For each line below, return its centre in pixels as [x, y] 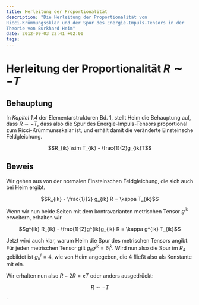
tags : [13, 39]
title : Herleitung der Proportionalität [57, 12]
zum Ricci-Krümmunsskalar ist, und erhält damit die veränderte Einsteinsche [100, 130]
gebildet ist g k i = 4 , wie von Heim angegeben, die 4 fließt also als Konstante [99, 257]
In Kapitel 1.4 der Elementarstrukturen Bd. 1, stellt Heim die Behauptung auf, [99, 117]
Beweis [20, 167]
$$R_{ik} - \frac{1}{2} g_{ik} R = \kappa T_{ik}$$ [100, 199]
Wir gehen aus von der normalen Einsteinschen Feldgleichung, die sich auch [100, 181]
